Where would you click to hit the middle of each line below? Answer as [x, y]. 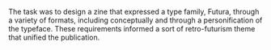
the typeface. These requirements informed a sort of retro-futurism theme [132, 29]
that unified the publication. [54, 37]
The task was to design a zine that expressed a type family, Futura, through [134, 12]
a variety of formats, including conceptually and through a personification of [135, 20]
